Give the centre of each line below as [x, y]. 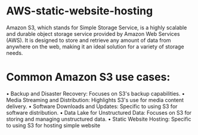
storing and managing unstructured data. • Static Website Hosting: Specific [99, 119]
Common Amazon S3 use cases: [88, 77]
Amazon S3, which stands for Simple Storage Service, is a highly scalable [97, 27]
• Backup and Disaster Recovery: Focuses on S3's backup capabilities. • [95, 93]
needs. [15, 53]
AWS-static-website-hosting [80, 11]
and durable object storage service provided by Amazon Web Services [93, 33]
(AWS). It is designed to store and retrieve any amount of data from [89, 40]
